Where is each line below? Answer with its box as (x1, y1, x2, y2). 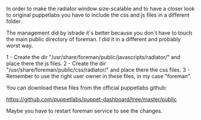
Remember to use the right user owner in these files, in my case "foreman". (6, 73, 191, 79)
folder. (6, 18, 22, 24)
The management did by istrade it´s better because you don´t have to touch (6, 29, 193, 36)
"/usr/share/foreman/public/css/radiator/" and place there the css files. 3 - (6, 66, 190, 73)
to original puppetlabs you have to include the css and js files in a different (6, 11, 190, 19)
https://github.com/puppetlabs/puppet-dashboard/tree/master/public (6, 96, 177, 103)
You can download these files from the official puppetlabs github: (6, 84, 167, 91)
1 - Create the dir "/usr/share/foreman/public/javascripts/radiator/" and (6, 54, 181, 60)
